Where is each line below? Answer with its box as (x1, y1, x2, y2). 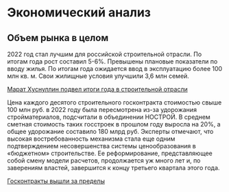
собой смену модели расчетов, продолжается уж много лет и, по (7, 156, 201, 165)
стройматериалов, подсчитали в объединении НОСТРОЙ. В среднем (7, 113, 210, 121)
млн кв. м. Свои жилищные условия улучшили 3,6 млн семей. (7, 72, 190, 80)
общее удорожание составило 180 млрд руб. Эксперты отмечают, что (7, 128, 214, 135)
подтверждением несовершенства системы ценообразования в (7, 142, 197, 150)
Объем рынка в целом (7, 32, 108, 44)
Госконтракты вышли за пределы (7, 177, 105, 185)
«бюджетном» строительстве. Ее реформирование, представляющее (7, 149, 213, 157)
